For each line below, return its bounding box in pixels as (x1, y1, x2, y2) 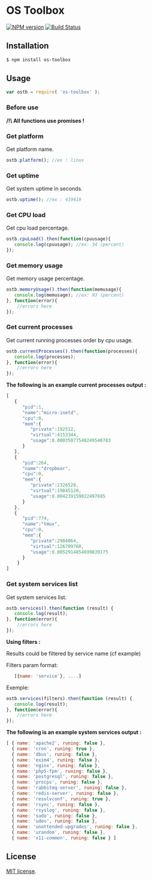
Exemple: (6, 684, 29, 691)
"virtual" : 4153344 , (30, 432, 79, 438)
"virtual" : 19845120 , (30, 488, 82, 494)
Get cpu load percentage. (6, 224, 69, 231)
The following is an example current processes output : (6, 381, 147, 388)
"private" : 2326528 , (30, 482, 79, 489)
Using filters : (6, 638, 41, 645)
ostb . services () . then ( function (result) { (6, 605, 114, 611)
